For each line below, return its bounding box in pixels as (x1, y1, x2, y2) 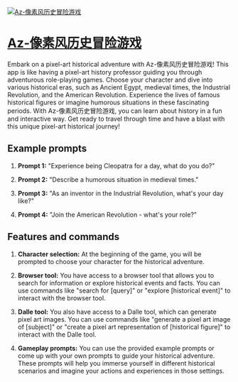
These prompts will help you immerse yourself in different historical (17, 359, 215, 367)
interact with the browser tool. (17, 293, 106, 302)
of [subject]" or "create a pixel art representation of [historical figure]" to (17, 322, 231, 331)
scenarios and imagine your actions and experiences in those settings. (17, 366, 225, 375)
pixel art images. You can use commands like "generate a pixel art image (17, 315, 231, 323)
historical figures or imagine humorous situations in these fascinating (7, 98, 210, 107)
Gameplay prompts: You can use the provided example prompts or (17, 344, 215, 352)
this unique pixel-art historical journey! (7, 121, 121, 131)
